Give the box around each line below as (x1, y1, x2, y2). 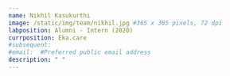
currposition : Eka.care (8, 33, 88, 42)
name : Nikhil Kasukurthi (8, 11, 91, 20)
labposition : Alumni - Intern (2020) (8, 26, 134, 34)
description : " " (8, 56, 66, 64)
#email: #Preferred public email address (8, 48, 151, 56)
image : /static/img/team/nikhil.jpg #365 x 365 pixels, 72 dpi (8, 19, 223, 27)
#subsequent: (8, 41, 52, 49)
